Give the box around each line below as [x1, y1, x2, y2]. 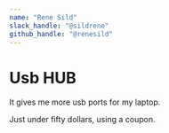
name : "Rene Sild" [9, 12, 77, 22]
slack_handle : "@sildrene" [9, 21, 109, 30]
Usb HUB [9, 67, 77, 88]
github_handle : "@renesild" [9, 29, 114, 38]
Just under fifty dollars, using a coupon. [9, 114, 156, 125]
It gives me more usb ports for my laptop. [9, 97, 161, 107]
